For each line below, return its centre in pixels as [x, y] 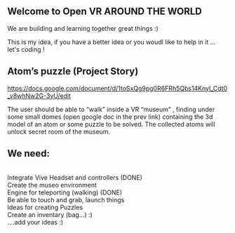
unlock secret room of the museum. [59, 132]
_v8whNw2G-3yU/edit [39, 96]
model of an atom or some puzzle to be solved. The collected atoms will [111, 124]
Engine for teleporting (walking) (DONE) [65, 192]
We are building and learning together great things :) [83, 28]
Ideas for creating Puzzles [45, 207]
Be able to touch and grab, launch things [66, 200]
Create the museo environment [52, 185]
